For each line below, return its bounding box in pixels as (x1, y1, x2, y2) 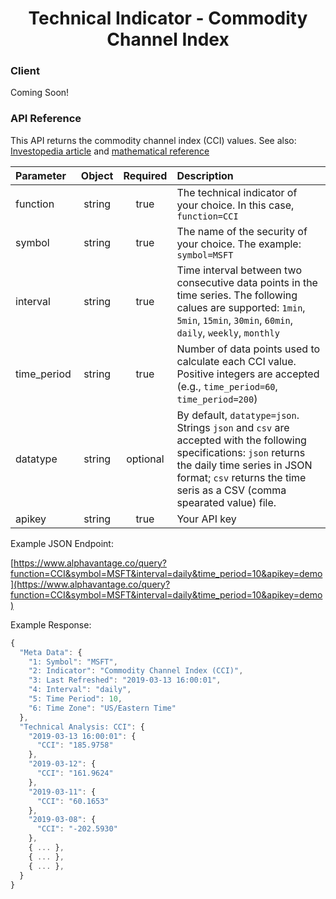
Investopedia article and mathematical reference (10, 145, 210, 157)
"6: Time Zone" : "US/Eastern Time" (28, 703, 177, 713)
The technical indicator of (176, 185, 298, 199)
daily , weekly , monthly (176, 325, 280, 339)
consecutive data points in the (176, 275, 318, 289)
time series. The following (176, 288, 298, 302)
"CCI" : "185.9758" (36, 740, 114, 751)
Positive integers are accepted (176, 367, 320, 381)
